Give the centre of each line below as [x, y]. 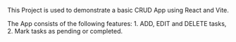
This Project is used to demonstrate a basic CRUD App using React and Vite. [118, 10]
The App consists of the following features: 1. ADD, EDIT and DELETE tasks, [117, 23]
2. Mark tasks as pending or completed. [65, 31]
